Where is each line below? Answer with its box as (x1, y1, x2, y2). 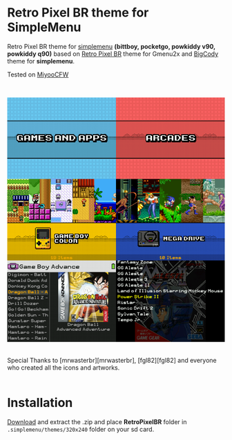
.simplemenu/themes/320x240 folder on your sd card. (7, 425, 155, 433)
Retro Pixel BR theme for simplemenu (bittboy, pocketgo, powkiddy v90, (7, 42, 216, 50)
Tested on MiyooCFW (7, 70, 69, 79)
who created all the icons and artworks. (7, 363, 120, 372)
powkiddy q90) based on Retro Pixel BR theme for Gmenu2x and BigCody (7, 50, 219, 58)
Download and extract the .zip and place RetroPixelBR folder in (7, 417, 187, 426)
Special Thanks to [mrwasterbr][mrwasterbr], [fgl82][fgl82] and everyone (7, 356, 217, 364)
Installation (7, 395, 73, 411)
